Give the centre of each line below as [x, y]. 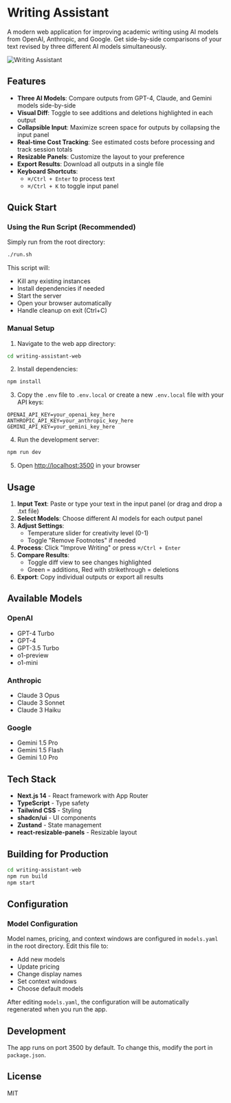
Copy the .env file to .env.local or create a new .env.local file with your [120, 395]
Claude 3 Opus [38, 695]
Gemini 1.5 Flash [40, 750]
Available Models [45, 598]
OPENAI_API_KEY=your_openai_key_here [61, 415]
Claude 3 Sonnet [41, 703]
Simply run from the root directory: [56, 242]
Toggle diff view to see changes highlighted [89, 562]
